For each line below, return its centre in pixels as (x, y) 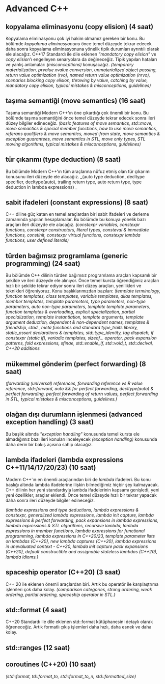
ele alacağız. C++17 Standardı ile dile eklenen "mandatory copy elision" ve (81, 54)
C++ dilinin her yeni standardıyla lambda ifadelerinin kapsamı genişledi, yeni (82, 490)
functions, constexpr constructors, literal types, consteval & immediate (77, 230)
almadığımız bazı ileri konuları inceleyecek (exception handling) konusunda (82, 439)
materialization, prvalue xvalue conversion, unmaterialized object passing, (81, 70)
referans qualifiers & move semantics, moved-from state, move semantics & (83, 134)
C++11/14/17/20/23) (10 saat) (51, 468)
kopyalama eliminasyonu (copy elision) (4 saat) (80, 27)
